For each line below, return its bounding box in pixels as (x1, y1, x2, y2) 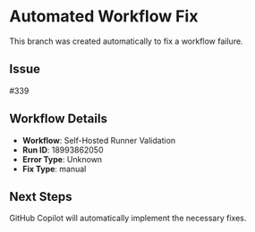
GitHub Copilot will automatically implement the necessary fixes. (9, 212, 247, 224)
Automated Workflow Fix (9, 6, 199, 27)
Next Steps (9, 189, 72, 204)
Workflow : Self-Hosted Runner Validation (21, 135, 176, 145)
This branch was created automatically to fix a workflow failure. (9, 36, 243, 46)
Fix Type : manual (21, 163, 87, 174)
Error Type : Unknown (21, 153, 103, 164)
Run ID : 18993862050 (21, 145, 104, 155)
